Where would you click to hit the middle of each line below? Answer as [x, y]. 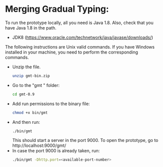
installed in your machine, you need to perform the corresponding [72, 52]
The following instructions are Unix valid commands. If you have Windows [80, 47]
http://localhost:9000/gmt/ [39, 145]
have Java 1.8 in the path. [31, 28]
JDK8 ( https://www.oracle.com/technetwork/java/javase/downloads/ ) [83, 37]
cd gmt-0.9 [23, 94]
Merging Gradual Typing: [57, 9]
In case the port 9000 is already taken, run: [56, 151]
